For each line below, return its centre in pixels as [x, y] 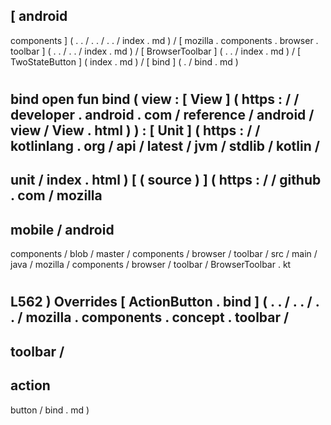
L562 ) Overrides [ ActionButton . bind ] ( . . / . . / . [165, 302]
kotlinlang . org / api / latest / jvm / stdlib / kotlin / [165, 146]
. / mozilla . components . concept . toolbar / [150, 317]
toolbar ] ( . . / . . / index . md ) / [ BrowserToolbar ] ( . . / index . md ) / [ [156, 51]
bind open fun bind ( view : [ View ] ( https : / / [155, 99]
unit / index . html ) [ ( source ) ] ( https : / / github [166, 180]
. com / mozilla [56, 195]
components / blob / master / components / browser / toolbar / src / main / [164, 254]
